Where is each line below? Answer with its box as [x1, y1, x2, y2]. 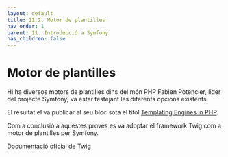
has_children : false [7, 36, 66, 43]
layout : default [7, 10, 53, 17]
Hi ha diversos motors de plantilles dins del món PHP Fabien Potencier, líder [7, 88, 221, 96]
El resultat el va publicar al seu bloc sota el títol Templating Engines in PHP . [7, 108, 219, 117]
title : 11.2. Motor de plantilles [7, 16, 106, 23]
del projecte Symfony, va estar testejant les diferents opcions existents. [7, 95, 209, 104]
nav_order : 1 [7, 23, 45, 29]
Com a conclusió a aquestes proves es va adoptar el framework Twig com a [7, 121, 221, 130]
